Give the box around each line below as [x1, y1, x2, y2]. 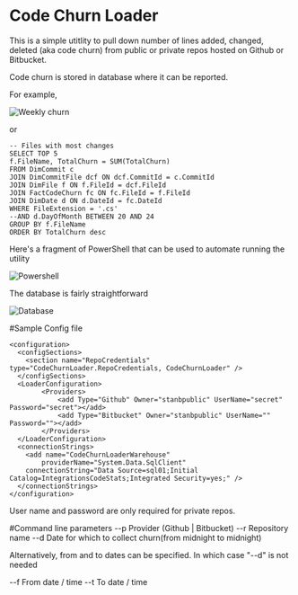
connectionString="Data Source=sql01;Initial [25, 466, 199, 475]
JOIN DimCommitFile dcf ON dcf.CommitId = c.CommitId [9, 173, 215, 182]
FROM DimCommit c [9, 164, 74, 173]
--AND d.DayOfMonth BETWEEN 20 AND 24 [9, 212, 154, 221]
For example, [9, 89, 58, 100]
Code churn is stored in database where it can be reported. [9, 71, 229, 82]
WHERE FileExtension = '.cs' [9, 204, 118, 213]
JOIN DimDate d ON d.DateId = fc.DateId [9, 196, 163, 205]
